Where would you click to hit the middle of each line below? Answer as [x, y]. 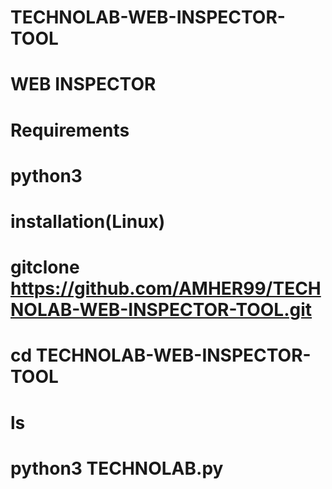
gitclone [45, 267]
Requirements [70, 130]
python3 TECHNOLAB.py [117, 468]
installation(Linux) [88, 221]
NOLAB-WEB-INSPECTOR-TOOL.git [161, 310]
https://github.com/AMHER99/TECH [166, 288]
